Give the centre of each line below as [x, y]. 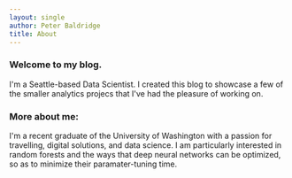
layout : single [37, 17]
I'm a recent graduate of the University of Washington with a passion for [141, 135]
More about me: [44, 116]
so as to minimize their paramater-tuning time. [93, 164]
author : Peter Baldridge [55, 26]
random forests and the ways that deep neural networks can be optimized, [145, 154]
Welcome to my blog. [56, 65]
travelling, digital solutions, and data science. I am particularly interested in [146, 145]
